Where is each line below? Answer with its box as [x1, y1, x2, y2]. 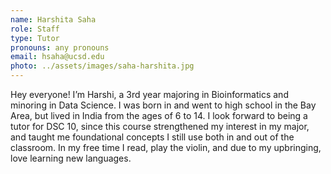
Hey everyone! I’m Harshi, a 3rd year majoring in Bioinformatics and [10, 89, 289, 100]
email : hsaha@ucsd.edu [10, 52, 105, 62]
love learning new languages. [10, 152, 132, 164]
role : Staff [10, 24, 60, 34]
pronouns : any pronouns [10, 42, 110, 53]
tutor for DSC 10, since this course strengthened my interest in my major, [10, 121, 310, 132]
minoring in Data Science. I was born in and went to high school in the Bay [10, 99, 317, 111]
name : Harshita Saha [10, 14, 97, 25]
